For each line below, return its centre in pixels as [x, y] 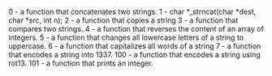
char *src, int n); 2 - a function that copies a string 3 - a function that [123, 20]
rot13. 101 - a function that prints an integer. [81, 63]
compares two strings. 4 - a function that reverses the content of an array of [136, 29]
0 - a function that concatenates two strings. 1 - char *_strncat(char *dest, [132, 12]
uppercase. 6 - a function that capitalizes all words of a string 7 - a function [135, 46]
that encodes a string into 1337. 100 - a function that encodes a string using [135, 55]
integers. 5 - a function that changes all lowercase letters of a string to [126, 37]
